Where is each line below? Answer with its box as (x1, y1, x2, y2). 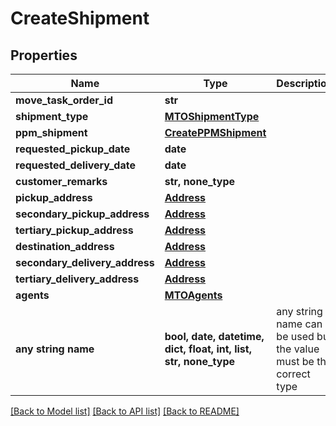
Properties (10, 47, 78, 64)
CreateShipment (10, 7, 150, 30)
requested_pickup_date (15, 142, 131, 156)
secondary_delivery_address (15, 256, 155, 269)
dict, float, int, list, (164, 342, 252, 356)
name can (276, 317, 323, 331)
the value (276, 342, 320, 356)
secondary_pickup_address (15, 207, 150, 221)
